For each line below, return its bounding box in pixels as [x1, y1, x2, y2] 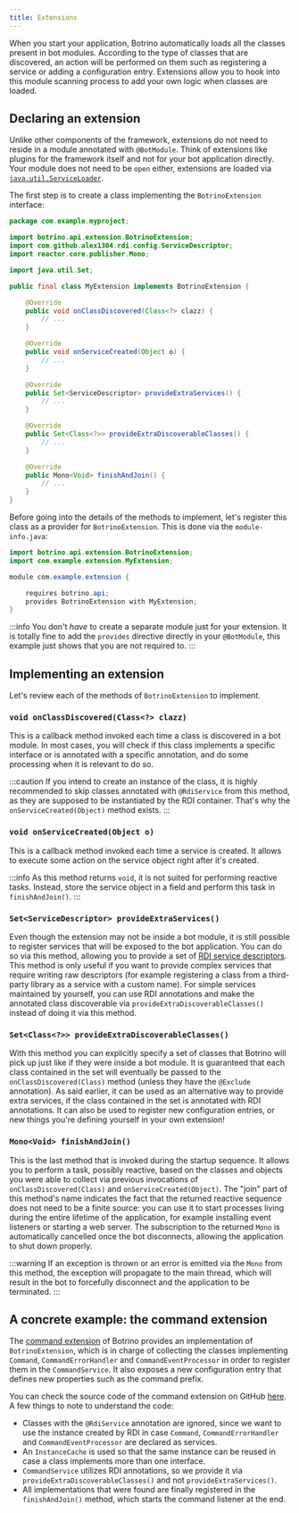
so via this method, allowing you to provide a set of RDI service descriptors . [9, 951, 287, 961]
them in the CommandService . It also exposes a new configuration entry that [9, 1365, 282, 1375]
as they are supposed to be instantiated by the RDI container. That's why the [9, 795, 291, 806]
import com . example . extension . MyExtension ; [9, 556, 174, 565]
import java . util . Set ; [9, 266, 94, 275]
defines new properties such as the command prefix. [9, 1374, 203, 1384]
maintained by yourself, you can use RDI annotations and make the [9, 989, 255, 1000]
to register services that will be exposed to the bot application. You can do [9, 941, 283, 952]
